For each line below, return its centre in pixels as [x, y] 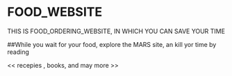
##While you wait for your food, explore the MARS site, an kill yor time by [112, 44]
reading [18, 52]
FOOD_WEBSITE [55, 12]
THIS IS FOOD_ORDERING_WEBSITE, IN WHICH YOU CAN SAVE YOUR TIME [116, 31]
